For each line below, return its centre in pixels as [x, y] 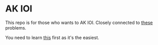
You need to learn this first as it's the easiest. [52, 37]
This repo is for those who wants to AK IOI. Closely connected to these [79, 22]
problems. [16, 27]
